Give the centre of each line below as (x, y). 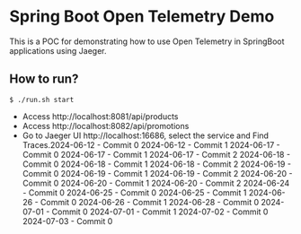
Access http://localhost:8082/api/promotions (106, 126)
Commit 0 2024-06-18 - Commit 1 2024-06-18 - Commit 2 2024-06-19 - (157, 164)
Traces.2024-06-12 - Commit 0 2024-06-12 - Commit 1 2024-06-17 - (151, 144)
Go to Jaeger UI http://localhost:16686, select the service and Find (146, 135)
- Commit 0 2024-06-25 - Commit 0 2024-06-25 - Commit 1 (134, 192)
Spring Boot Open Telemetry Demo (142, 17)
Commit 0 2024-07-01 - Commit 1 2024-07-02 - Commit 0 (160, 212)
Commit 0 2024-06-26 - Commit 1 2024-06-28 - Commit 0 (150, 202)
